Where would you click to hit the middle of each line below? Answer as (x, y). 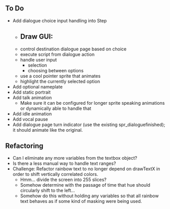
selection (37, 65)
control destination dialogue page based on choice (73, 49)
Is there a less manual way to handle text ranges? (64, 163)
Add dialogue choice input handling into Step (60, 20)
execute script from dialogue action (57, 54)
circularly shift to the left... (47, 191)
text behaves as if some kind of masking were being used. (81, 201)
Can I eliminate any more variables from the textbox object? (75, 158)
